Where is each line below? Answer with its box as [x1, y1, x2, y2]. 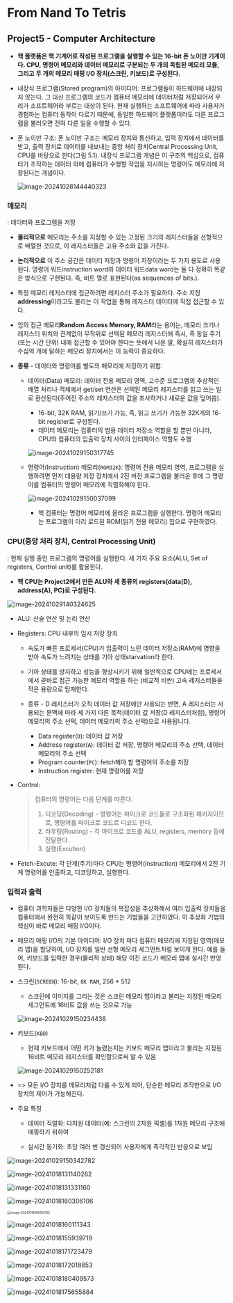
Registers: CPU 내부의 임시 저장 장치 [17, 629, 118, 638]
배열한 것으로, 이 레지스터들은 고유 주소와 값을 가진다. [24, 242, 169, 250]
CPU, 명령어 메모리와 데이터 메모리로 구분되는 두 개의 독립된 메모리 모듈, [26, 61, 220, 69]
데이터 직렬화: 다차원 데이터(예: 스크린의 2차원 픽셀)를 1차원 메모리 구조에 [27, 1119, 225, 1127]
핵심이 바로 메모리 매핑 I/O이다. [17, 921, 102, 930]
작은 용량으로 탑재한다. [27, 684, 89, 693]
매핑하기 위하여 [27, 1128, 69, 1136]
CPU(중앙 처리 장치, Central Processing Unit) [7, 537, 156, 546]
